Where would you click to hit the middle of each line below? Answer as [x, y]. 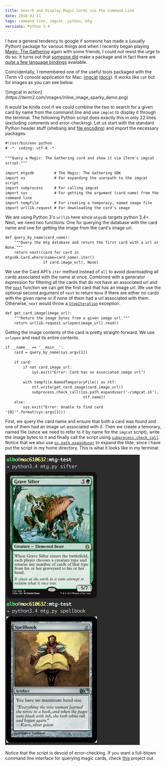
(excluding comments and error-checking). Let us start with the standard [80, 123]
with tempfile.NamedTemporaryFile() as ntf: [70, 383]
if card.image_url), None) [71, 262]
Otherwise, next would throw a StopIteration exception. [63, 303]
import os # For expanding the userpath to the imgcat [77, 178]
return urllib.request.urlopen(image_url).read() [67, 323]
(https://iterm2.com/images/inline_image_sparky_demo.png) [67, 98]
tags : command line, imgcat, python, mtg [49, 21]
